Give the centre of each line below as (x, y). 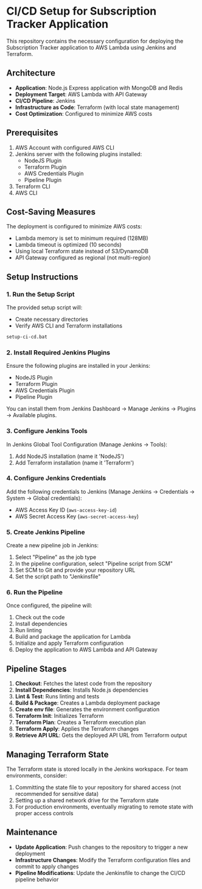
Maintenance (32, 832)
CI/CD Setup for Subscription (82, 11)
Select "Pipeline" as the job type (55, 557)
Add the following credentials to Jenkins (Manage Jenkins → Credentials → (101, 491)
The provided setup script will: (44, 307)
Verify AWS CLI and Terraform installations (69, 326)
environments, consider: (37, 776)
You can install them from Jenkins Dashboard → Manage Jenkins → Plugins (101, 409)
